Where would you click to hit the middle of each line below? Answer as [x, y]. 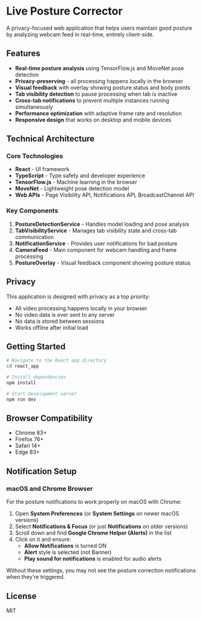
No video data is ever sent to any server [65, 314]
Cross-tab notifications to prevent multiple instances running [92, 100]
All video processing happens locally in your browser [81, 308]
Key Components [32, 211]
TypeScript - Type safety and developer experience [80, 176]
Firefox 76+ [29, 439]
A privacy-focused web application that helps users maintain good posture [99, 28]
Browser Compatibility [49, 418]
